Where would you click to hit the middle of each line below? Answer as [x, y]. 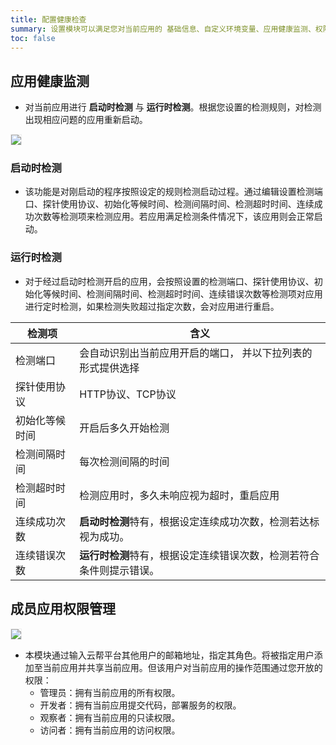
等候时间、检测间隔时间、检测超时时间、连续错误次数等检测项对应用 [182, 293]
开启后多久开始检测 [124, 428]
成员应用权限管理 [63, 609]
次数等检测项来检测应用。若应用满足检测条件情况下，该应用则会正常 [174, 217]
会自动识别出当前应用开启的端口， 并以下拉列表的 [196, 353]
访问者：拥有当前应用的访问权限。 [110, 730]
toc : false [33, 38]
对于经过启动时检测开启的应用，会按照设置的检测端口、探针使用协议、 [169, 281]
